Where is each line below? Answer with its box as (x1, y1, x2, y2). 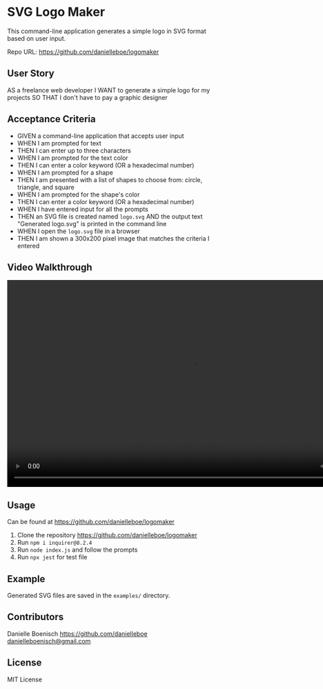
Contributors (7, 611, 64, 623)
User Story (7, 68, 55, 79)
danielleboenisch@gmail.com (7, 637, 91, 645)
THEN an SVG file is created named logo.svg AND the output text (17, 212, 203, 221)
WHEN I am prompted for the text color (17, 153, 129, 162)
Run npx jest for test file (17, 553, 88, 561)
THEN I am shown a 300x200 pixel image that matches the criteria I (17, 234, 210, 242)
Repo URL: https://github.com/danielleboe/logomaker (7, 48, 159, 56)
